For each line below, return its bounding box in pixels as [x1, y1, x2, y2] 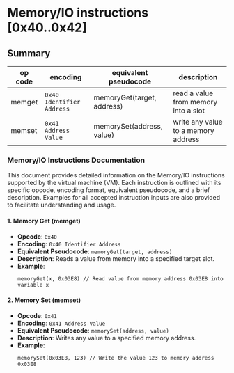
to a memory [173, 126, 214, 135]
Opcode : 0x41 [17, 311, 58, 319]
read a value [173, 88, 214, 98]
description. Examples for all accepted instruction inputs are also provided [7, 193, 221, 202]
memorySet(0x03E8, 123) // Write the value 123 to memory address [17, 354, 214, 361]
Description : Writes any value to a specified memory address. [17, 333, 196, 342]
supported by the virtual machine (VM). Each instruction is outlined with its [7, 179, 221, 187]
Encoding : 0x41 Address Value [17, 319, 106, 327]
